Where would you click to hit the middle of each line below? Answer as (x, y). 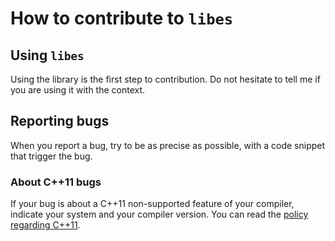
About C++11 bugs (56, 182)
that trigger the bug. (51, 156)
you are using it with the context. (78, 90)
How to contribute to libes (122, 18)
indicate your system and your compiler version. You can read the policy (159, 214)
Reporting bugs (60, 121)
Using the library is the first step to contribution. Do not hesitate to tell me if (165, 79)
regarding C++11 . (45, 225)
